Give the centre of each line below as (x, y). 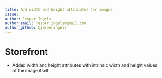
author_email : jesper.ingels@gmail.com (46, 23)
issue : (12, 14)
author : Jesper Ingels (28, 19)
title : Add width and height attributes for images (59, 10)
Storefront (26, 52)
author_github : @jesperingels (36, 28)
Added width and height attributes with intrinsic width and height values (85, 65)
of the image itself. (31, 71)
